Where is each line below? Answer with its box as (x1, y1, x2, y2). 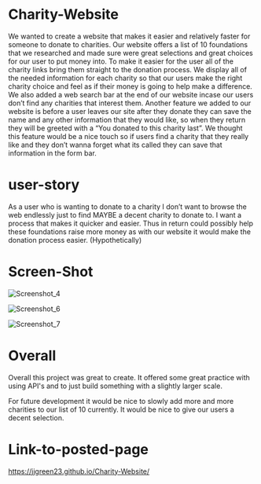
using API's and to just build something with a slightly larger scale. (8, 381, 222, 390)
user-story (8, 176, 80, 194)
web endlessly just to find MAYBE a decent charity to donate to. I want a (8, 210, 242, 219)
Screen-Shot (8, 263, 94, 280)
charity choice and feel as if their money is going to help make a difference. (8, 81, 253, 91)
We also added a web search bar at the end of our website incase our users (8, 90, 254, 99)
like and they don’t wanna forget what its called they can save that (8, 140, 222, 149)
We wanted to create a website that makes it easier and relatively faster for (8, 31, 251, 41)
